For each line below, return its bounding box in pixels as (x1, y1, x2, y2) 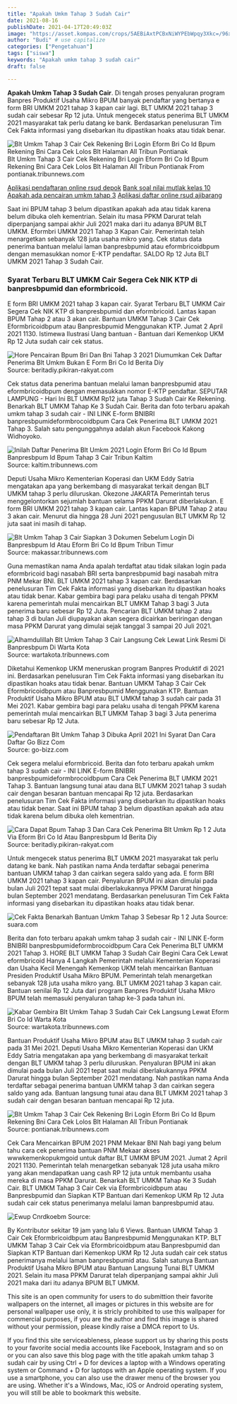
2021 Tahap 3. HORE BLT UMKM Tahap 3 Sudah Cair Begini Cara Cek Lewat (7, 948, 229, 957)
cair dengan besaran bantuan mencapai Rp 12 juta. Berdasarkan (7, 789, 194, 797)
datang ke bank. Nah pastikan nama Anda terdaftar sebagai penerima (7, 861, 209, 869)
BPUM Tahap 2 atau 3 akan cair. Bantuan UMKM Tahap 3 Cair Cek (7, 314, 200, 323)
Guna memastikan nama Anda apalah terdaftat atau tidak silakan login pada (7, 561, 227, 570)
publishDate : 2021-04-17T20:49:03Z (7, 23, 112, 30)
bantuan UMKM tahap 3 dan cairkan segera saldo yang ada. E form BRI (7, 869, 214, 877)
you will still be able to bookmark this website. (7, 1388, 141, 1397)
